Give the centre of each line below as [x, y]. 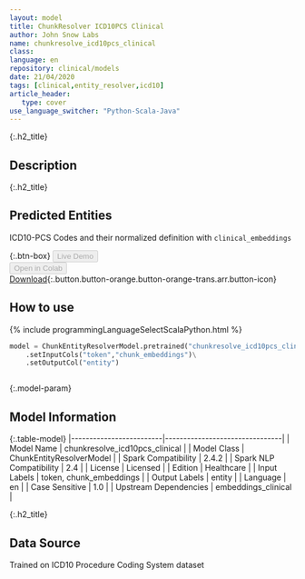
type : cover [44, 102]
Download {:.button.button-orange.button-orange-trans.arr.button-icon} [143, 279]
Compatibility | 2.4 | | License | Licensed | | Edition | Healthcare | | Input [143, 468]
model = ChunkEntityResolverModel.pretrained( [99, 346]
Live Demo [75, 256]
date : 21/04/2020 [42, 77]
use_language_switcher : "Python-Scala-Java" [95, 111]
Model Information [63, 417]
